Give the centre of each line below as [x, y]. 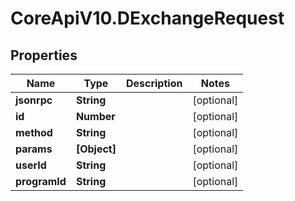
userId [31, 165]
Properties [44, 55]
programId [41, 181]
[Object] [96, 149]
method [34, 132]
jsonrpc [34, 100]
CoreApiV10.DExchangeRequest [147, 18]
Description [154, 83]
